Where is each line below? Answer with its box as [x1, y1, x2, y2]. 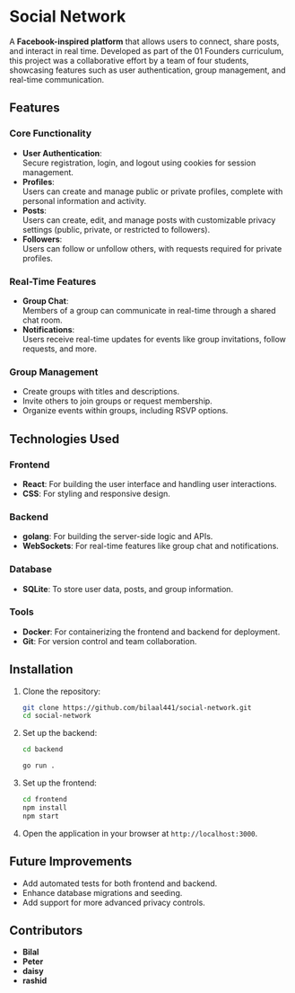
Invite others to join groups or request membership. [22, 395, 213, 406]
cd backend [22, 745, 64, 754]
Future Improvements [9, 854, 133, 869]
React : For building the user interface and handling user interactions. [22, 478, 277, 489]
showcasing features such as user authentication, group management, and [9, 65, 286, 75]
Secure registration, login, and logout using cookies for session [22, 157, 256, 168]
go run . [22, 761, 56, 770]
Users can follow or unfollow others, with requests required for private [22, 243, 282, 253]
